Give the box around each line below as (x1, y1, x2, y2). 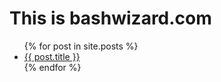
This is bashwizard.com (9, 7, 212, 30)
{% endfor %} (23, 61, 82, 73)
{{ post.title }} (23, 50, 81, 62)
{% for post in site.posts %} (23, 40, 139, 52)
